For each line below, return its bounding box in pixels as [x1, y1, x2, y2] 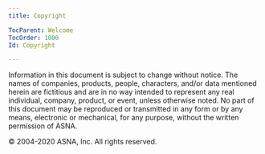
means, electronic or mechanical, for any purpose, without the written [8, 113, 239, 123]
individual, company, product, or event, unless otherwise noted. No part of [8, 95, 255, 105]
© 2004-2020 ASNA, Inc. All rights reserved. [8, 137, 157, 147]
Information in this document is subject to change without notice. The [8, 70, 238, 80]
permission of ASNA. [8, 121, 78, 131]
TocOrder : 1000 [8, 34, 59, 42]
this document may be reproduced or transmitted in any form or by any [8, 104, 243, 114]
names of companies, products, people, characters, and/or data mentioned [8, 79, 257, 88]
